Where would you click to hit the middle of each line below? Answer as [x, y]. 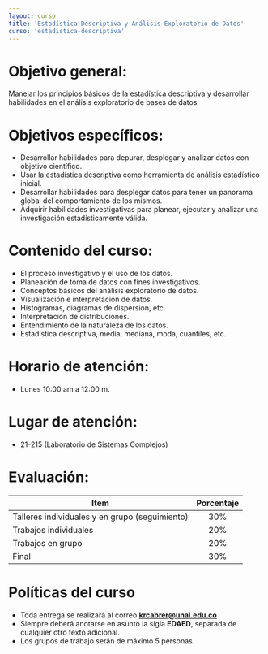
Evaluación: [49, 477]
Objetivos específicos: [86, 135]
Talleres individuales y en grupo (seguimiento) [100, 517]
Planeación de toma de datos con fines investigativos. [110, 282]
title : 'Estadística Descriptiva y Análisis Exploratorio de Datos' [126, 24]
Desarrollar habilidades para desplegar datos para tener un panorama [136, 193]
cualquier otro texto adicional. [70, 632]
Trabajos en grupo [47, 543]
